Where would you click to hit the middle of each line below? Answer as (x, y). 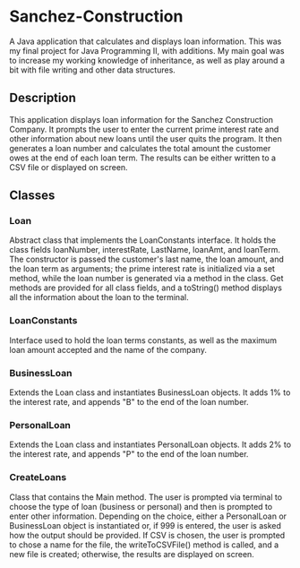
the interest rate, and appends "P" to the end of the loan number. (129, 454)
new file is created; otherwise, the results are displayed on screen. (132, 554)
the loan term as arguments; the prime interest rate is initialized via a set (142, 269)
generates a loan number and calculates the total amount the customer (140, 148)
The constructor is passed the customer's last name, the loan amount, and (147, 259)
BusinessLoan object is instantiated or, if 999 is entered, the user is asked (146, 525)
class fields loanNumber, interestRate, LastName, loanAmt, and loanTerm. (145, 250)
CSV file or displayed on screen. (69, 167)
